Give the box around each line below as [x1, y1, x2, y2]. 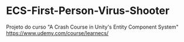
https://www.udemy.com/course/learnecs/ [6, 29, 109, 36]
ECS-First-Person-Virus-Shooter [6, 4, 170, 17]
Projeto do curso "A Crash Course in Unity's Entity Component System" [6, 23, 179, 30]
